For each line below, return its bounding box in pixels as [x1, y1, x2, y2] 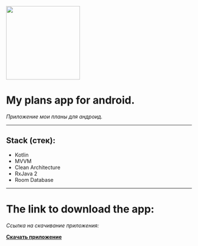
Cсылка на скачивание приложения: [6, 222, 99, 229]
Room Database [14, 176, 54, 183]
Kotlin [14, 151, 29, 158]
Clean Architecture [14, 164, 61, 171]
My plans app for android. [6, 94, 135, 107]
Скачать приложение [6, 233, 62, 240]
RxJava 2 [14, 170, 38, 177]
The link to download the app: [6, 202, 154, 215]
